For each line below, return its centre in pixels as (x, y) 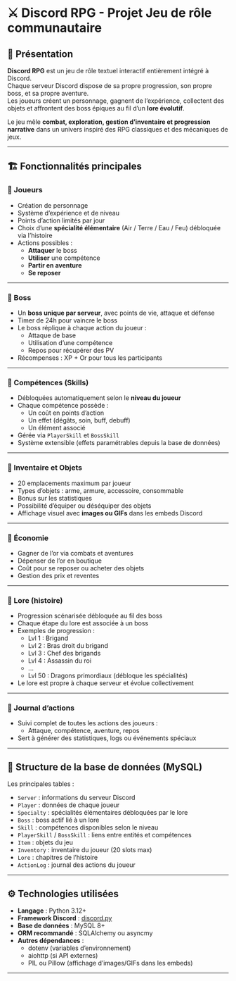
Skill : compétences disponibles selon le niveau (88, 827)
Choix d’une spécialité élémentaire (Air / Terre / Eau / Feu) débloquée (119, 227)
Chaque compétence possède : (63, 406)
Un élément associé (57, 428)
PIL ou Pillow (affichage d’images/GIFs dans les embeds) (110, 963)
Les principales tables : (41, 784)
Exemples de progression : (56, 631)
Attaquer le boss (52, 250)
